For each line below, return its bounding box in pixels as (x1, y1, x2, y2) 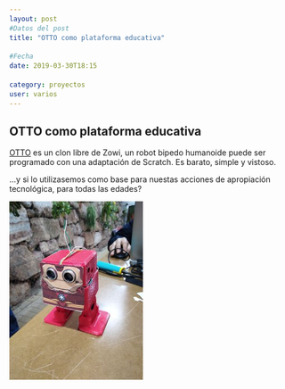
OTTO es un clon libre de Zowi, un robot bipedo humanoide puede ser (9, 147, 266, 158)
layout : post (9, 14, 58, 23)
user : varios (9, 89, 58, 98)
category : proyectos (9, 80, 86, 89)
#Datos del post (9, 23, 69, 33)
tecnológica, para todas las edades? (9, 184, 142, 194)
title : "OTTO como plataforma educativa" (9, 33, 166, 42)
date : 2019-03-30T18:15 (9, 62, 98, 70)
